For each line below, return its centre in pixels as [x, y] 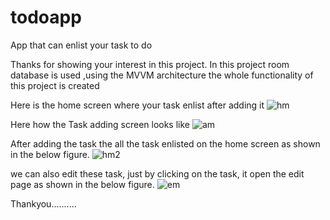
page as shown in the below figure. [82, 184]
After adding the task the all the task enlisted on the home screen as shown [165, 143]
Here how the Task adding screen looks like [100, 124]
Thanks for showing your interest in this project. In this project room [150, 64]
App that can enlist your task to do [81, 45]
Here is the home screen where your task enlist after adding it [137, 105]
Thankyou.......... [43, 203]
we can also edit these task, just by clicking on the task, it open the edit [157, 173]
